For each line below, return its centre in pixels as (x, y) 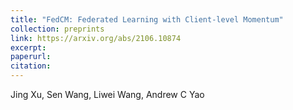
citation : (31, 66)
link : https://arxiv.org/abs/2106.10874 (96, 38)
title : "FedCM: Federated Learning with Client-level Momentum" (147, 19)
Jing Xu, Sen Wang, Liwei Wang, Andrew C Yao (107, 94)
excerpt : (28, 47)
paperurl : (31, 57)
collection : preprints (57, 29)
